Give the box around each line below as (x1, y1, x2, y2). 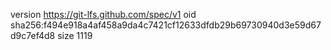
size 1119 (57, 30, 93, 41)
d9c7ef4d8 (10, 30, 56, 41)
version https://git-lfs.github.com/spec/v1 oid (10, 9, 197, 20)
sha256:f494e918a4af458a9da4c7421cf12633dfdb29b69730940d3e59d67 (10, 19, 322, 31)
